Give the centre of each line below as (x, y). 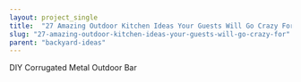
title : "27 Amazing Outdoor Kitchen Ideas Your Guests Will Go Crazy (144, 26)
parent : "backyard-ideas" (57, 42)
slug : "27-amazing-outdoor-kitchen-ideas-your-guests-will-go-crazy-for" (150, 34)
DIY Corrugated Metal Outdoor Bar (73, 68)
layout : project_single (54, 17)
